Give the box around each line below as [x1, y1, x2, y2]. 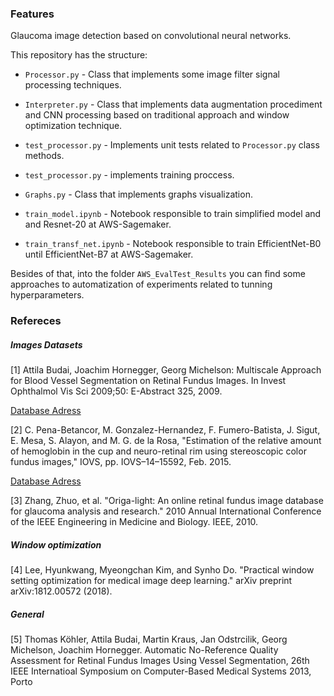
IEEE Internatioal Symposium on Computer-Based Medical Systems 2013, [10, 665, 312, 677]
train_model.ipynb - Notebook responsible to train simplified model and [24, 208, 322, 220]
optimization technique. [24, 120, 123, 132]
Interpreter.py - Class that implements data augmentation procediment [24, 98, 323, 111]
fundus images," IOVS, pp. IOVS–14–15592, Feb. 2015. [10, 456, 232, 468]
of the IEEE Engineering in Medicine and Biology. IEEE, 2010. [10, 516, 259, 528]
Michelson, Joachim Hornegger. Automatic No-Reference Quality [10, 644, 279, 656]
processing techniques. [24, 79, 122, 91]
